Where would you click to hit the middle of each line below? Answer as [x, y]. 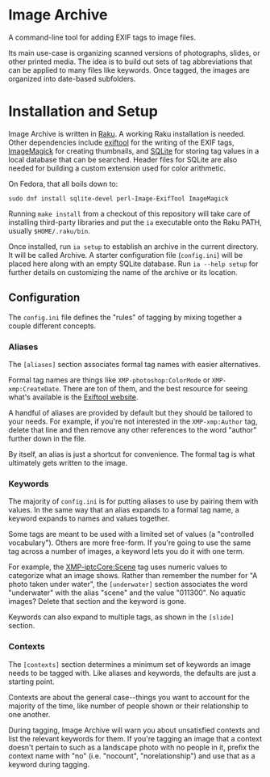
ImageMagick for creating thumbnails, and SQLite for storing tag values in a [134, 150]
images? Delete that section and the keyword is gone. [98, 602]
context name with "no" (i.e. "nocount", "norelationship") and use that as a [132, 756]
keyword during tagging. [49, 764]
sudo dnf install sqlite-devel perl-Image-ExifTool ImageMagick [118, 198]
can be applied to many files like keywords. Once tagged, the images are [129, 70]
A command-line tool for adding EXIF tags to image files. [102, 37]
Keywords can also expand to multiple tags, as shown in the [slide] [121, 617]
